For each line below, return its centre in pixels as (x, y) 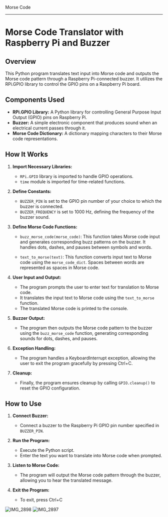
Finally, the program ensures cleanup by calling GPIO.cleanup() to (87, 382)
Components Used (35, 100)
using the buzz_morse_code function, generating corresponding (84, 333)
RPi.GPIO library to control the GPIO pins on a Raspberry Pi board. (73, 84)
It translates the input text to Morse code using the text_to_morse (87, 298)
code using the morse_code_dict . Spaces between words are (82, 262)
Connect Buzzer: (30, 416)
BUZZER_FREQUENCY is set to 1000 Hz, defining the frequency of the (87, 212)
